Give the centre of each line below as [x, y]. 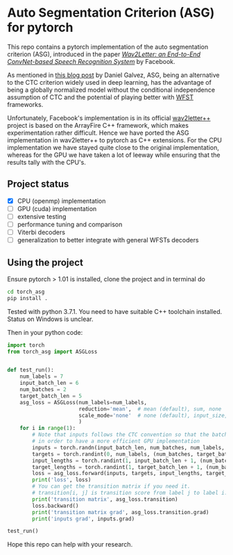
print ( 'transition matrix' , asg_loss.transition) [105, 499]
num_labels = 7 [42, 376]
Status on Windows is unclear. [50, 319]
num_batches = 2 [43, 390]
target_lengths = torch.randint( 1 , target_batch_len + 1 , [118, 467]
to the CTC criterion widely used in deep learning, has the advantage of [109, 82]
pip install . [28, 298]
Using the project [45, 262]
